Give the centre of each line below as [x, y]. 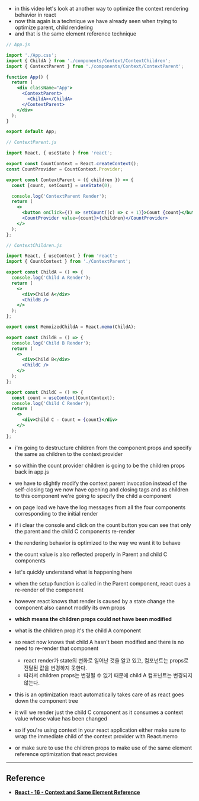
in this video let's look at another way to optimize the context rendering [102, 9]
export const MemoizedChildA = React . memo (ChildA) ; [71, 327]
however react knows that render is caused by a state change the [95, 601]
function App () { [28, 77]
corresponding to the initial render [56, 513]
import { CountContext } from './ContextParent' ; [69, 262]
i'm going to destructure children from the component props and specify [103, 448]
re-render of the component [49, 590]
